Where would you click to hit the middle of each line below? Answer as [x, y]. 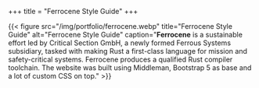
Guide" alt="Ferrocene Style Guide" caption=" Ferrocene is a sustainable [125, 35]
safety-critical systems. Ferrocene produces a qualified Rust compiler [121, 59]
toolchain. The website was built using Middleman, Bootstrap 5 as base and [130, 68]
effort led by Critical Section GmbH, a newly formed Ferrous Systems [120, 43]
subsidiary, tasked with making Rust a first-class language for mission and [128, 51]
